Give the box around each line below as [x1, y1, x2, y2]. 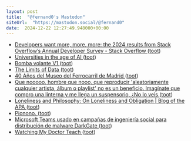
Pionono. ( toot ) [14, 110, 51, 117]
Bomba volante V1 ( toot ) [14, 60, 73, 67]
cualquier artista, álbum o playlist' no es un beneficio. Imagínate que [14, 85, 180, 92]
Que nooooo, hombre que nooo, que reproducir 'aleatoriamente [14, 79, 169, 86]
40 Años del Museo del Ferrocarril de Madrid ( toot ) [14, 72, 139, 79]
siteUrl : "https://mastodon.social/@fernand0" [6, 19, 125, 25]
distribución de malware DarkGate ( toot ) [14, 122, 113, 129]
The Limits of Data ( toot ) [14, 66, 74, 73]
